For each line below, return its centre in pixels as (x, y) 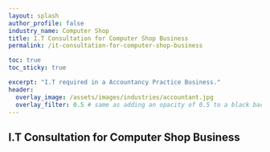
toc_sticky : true (37, 68)
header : (21, 89)
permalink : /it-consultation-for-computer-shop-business (106, 46)
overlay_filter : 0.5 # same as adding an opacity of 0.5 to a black (133, 105)
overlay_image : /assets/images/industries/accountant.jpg (115, 97)
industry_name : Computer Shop (59, 31)
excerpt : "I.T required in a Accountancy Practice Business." (115, 82)
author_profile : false (46, 23)
